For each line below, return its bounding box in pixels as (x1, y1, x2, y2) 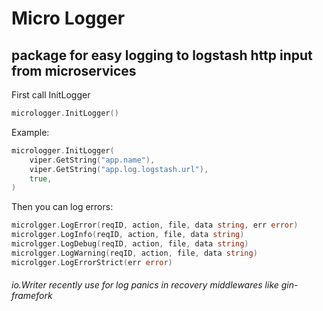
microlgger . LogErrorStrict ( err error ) (11, 257, 173, 267)
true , (29, 173, 53, 184)
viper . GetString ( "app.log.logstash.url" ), (29, 164, 209, 174)
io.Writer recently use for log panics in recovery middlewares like (11, 279, 279, 291)
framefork (11, 290, 53, 302)
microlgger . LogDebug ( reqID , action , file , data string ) (11, 239, 249, 249)
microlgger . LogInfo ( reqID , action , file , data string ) (11, 230, 245, 240)
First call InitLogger (11, 89, 91, 101)
